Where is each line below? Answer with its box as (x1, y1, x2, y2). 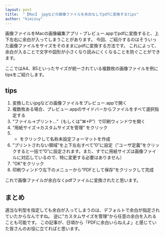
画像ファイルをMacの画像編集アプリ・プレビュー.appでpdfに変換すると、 (5, 31, 155, 36)
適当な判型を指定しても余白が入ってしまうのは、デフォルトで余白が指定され (5, 207, 160, 213)
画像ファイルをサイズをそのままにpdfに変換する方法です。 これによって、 (9, 43, 159, 49)
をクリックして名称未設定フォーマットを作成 (19, 136, 111, 142)
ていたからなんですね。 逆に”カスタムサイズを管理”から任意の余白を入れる (5, 213, 157, 219)
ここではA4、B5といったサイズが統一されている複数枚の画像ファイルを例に (5, 66, 159, 71)
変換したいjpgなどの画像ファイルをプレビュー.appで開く (12, 100, 127, 106)
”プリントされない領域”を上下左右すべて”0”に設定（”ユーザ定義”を (12, 142, 147, 148)
